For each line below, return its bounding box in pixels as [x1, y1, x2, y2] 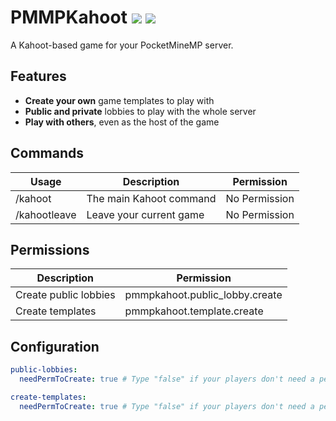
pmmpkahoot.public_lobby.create [124, 288, 283, 302]
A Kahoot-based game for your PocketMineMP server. [10, 39, 234, 51]
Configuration [10, 338, 100, 355]
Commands [10, 145, 85, 162]
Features [10, 68, 67, 85]
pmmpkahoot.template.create [124, 304, 264, 318]
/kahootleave [15, 207, 77, 221]
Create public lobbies [15, 288, 116, 302]
